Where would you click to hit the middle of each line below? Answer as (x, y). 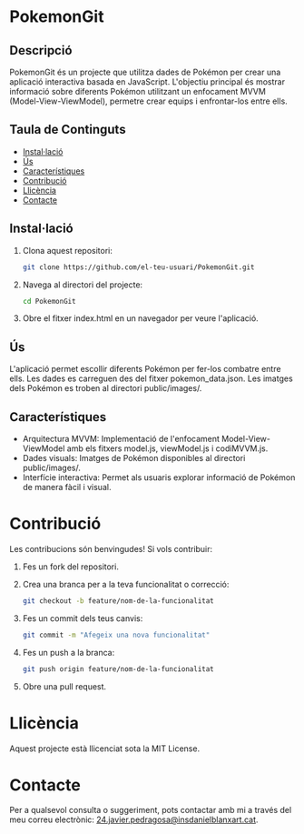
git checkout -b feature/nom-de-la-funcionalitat (118, 601)
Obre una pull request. (64, 686)
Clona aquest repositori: (68, 250)
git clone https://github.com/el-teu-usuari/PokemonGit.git (138, 267)
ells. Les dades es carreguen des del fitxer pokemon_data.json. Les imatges (151, 378)
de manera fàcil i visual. (67, 487)
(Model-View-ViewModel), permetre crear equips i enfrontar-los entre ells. (148, 101)
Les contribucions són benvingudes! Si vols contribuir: (111, 548)
